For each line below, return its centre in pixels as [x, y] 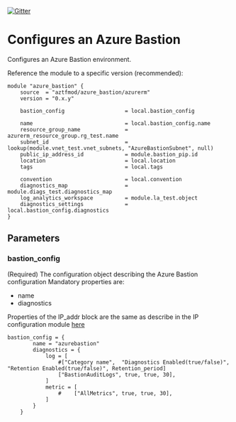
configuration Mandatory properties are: [66, 281]
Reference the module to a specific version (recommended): [95, 73]
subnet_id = [74, 142]
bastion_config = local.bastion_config [107, 111]
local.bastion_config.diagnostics [58, 210]
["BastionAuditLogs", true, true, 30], [117, 374]
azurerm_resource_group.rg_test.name [63, 136]
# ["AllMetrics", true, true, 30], [115, 393]
